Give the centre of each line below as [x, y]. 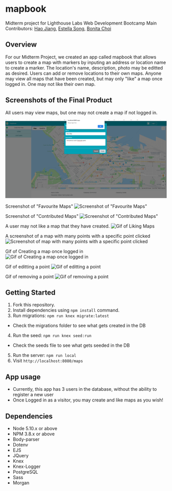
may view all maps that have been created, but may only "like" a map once [84, 79]
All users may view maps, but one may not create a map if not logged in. [81, 113]
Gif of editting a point [28, 266]
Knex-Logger [27, 466]
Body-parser [26, 439]
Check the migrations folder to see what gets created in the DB [79, 326]
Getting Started [30, 293]
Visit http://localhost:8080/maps [48, 361]
